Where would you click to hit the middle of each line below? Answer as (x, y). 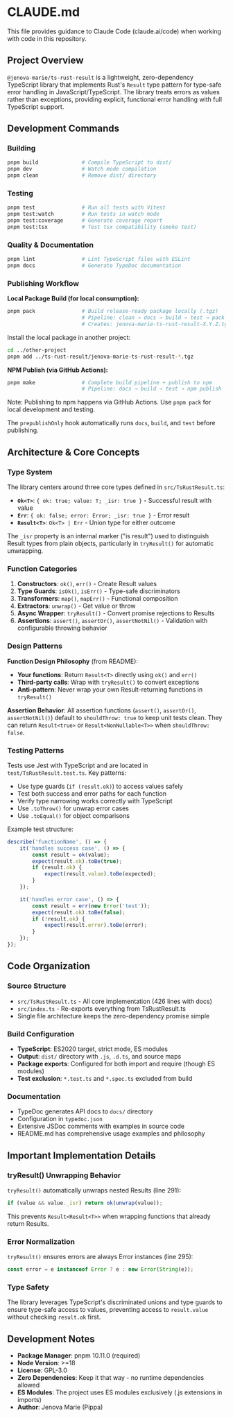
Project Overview (45, 61)
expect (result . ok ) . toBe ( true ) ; (77, 861)
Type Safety (28, 1287)
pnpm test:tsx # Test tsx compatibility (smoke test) (102, 227)
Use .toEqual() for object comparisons (74, 815)
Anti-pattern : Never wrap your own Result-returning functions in (110, 689)
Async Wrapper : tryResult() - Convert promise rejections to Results (116, 613)
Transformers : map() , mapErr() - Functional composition (97, 599)
